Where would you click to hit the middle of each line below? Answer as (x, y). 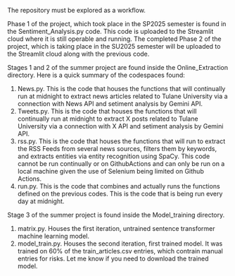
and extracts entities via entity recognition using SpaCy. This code (114, 156)
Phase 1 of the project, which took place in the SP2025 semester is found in (117, 24)
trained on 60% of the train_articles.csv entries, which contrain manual (120, 251)
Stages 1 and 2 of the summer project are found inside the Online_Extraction (118, 67)
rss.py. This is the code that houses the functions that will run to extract (121, 141)
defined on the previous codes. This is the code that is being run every (120, 194)
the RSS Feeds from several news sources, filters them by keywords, (117, 149)
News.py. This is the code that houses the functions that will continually (121, 89)
